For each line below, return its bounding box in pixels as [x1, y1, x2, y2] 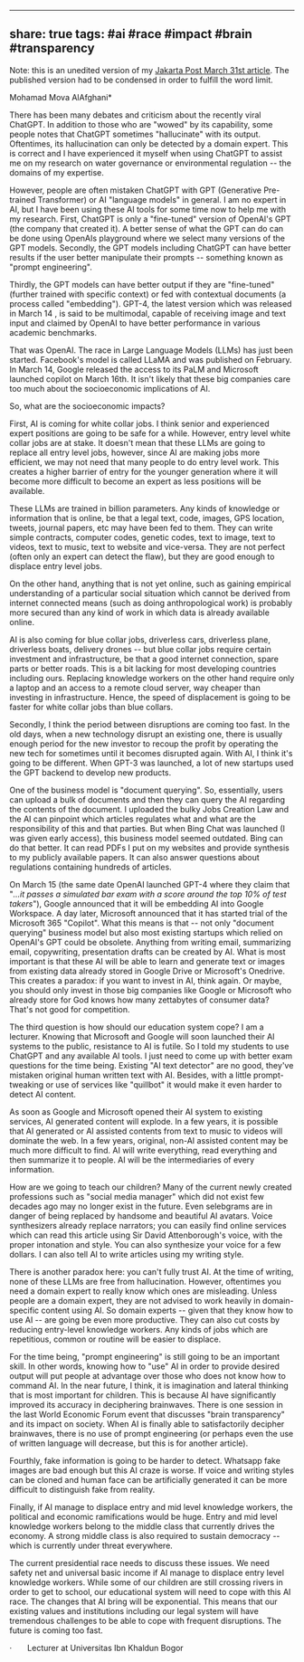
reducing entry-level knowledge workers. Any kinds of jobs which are [9, 1324, 269, 1334]
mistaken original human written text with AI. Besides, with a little [9, 1069, 252, 1080]
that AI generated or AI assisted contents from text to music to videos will [9, 1125, 283, 1136]
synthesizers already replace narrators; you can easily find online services [9, 1220, 287, 1230]
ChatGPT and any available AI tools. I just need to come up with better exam [9, 1050, 293, 1061]
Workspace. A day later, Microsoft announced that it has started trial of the [9, 907, 288, 918]
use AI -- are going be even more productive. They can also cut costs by [9, 1314, 280, 1325]
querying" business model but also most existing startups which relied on [9, 926, 283, 937]
